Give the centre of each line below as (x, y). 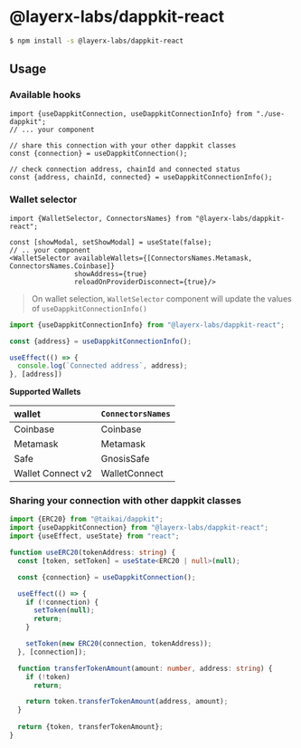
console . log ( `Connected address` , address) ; (103, 366)
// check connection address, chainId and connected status (125, 169)
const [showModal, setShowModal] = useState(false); (111, 242)
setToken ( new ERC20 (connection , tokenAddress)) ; (119, 644)
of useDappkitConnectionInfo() (89, 308)
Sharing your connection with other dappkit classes (126, 501)
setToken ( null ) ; (64, 610)
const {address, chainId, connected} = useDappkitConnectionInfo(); (141, 177)
